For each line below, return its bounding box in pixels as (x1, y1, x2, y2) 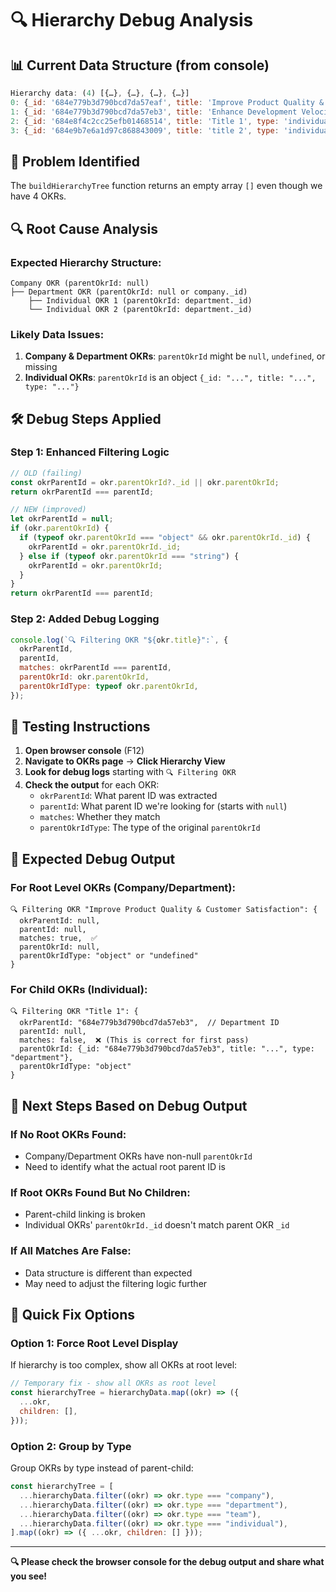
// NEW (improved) (10, 505, 87, 515)
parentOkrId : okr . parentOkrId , (19, 672, 150, 682)
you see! (10, 1570, 48, 1582)
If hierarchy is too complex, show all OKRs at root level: (10, 1359, 238, 1371)
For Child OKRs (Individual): (10, 983, 148, 997)
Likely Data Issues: (10, 327, 105, 341)
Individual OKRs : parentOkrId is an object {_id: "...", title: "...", (24, 372, 317, 384)
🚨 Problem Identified (10, 153, 140, 170)
